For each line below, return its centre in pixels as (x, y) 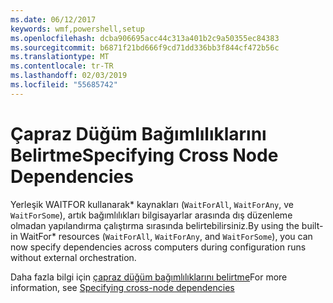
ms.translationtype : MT (60, 57)
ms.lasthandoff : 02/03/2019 (69, 76)
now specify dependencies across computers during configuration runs (158, 247)
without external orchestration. (73, 257)
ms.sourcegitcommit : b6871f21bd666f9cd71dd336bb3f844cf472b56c (145, 47)
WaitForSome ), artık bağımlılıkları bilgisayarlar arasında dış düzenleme (151, 215)
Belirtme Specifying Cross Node (144, 155)
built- (312, 225)
